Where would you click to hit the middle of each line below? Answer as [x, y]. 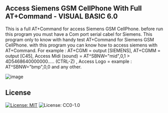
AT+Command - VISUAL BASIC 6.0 [62, 17]
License [18, 93]
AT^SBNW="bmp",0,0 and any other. [43, 66]
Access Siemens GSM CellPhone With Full [74, 8]
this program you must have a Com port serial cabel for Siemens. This [79, 34]
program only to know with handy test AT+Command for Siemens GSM [80, 39]
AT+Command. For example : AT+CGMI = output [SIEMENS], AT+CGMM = [83, 50]
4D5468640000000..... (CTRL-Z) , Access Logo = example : [69, 61]
